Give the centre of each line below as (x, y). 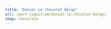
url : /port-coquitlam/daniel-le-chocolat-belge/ (56, 14)
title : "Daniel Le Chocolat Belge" (42, 10)
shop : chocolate (22, 19)
